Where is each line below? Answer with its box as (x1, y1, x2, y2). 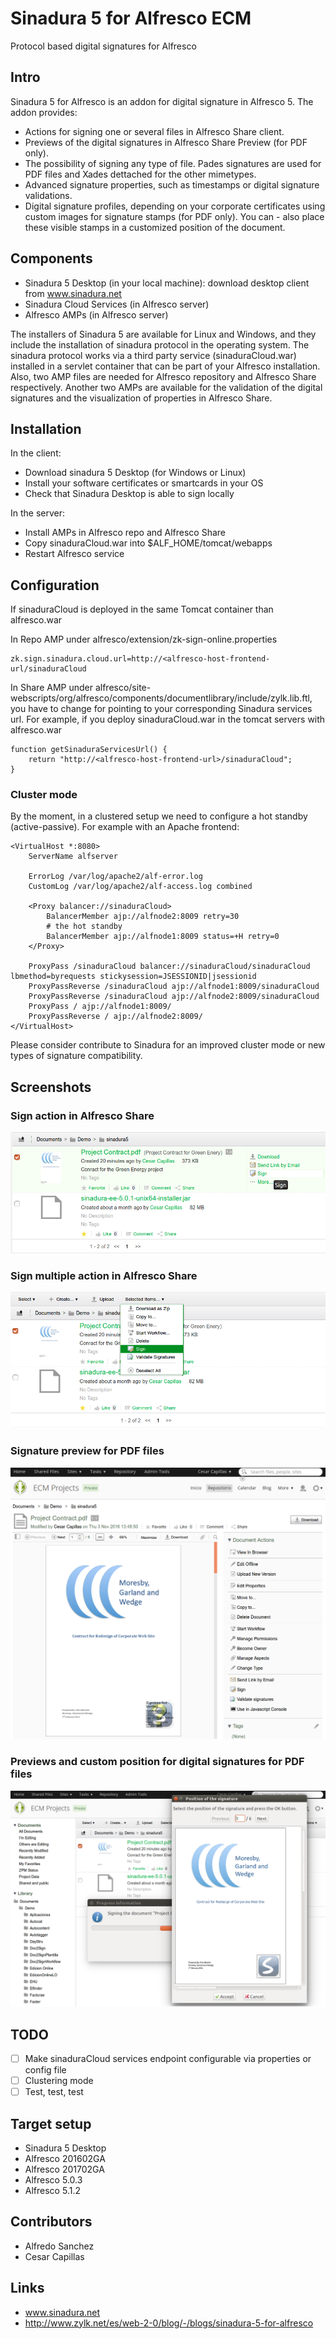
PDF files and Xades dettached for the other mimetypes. (24, 168, 257, 180)
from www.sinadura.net (24, 287, 122, 299)
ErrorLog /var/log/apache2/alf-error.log (28, 872, 203, 882)
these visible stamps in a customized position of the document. (24, 221, 286, 233)
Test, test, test (24, 2086, 84, 2098)
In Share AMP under (10, 682, 93, 694)
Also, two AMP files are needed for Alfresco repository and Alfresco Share (10, 370, 317, 382)
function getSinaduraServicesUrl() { (10, 745, 168, 755)
